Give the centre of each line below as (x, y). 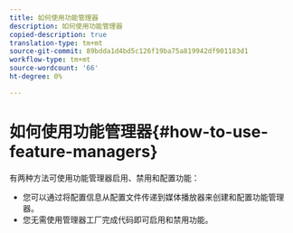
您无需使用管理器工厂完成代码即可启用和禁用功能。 (118, 219)
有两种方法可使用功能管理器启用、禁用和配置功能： (104, 178)
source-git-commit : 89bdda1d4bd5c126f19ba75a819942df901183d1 (129, 51)
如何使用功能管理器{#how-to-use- (139, 131)
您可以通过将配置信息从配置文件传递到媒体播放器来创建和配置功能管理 (153, 197)
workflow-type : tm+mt (50, 60)
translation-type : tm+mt (56, 43)
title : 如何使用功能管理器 (54, 18)
